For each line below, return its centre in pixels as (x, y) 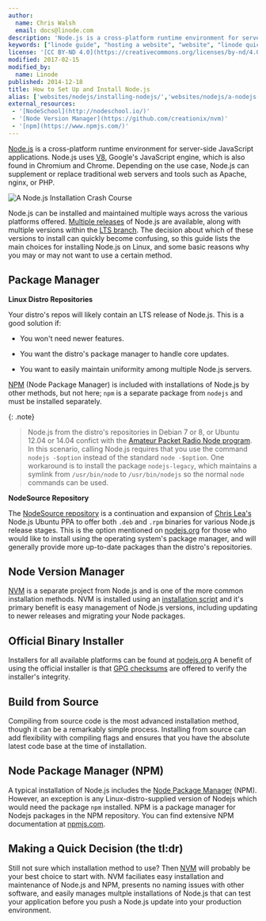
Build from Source (53, 702)
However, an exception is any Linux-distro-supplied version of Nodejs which (133, 798)
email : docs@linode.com (54, 30)
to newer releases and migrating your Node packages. (97, 616)
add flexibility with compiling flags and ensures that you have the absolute (129, 738)
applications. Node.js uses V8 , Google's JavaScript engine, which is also (127, 157)
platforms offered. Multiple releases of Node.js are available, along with (125, 221)
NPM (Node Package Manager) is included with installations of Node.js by (129, 384)
